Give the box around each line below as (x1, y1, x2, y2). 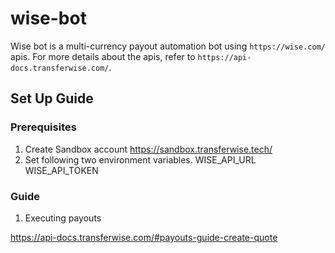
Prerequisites (10, 120, 77, 134)
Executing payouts (24, 212, 102, 224)
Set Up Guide (10, 90, 94, 107)
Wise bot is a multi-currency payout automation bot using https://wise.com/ (10, 40, 326, 52)
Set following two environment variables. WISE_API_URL (24, 153, 257, 166)
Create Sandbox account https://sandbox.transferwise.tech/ (24, 143, 273, 155)
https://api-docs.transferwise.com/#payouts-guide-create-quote (10, 231, 278, 243)
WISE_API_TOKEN (24, 164, 99, 176)
